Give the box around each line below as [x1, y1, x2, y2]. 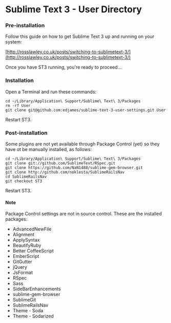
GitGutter [12, 259, 32, 265]
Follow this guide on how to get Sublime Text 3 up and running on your [5, 33, 155, 39]
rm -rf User [5, 103, 31, 108]
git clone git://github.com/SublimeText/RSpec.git [5, 161, 116, 166]
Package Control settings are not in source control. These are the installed [5, 211, 162, 217]
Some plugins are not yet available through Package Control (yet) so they [5, 141, 160, 147]
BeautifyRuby [12, 242, 41, 249]
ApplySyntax [12, 237, 40, 243]
